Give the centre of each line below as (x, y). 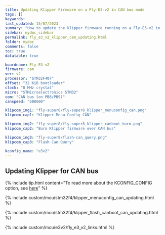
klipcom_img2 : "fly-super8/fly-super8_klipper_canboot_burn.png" (74, 124)
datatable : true (22, 56)
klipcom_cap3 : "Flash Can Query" (40, 142)
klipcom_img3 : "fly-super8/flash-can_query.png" (56, 137)
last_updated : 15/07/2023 (32, 23)
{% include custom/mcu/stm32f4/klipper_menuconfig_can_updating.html (80, 198)
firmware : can (20, 69)
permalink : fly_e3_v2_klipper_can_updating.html (56, 38)
